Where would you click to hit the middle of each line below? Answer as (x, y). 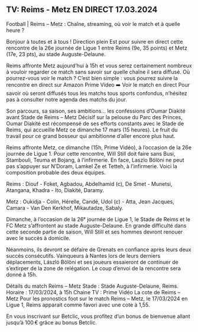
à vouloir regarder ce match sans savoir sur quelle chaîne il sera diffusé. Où (98, 72)
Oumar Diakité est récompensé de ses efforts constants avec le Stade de (95, 123)
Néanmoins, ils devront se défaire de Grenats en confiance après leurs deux (99, 249)
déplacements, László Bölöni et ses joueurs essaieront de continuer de (92, 262)
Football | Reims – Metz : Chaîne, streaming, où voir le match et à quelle (93, 24)
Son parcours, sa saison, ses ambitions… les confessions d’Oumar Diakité (96, 111)
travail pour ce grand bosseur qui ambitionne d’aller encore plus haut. (91, 136)
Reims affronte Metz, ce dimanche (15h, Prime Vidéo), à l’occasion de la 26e (99, 147)
